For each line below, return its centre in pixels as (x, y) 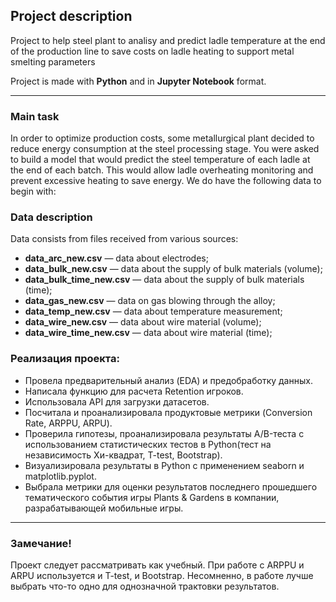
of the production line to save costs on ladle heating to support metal (152, 51)
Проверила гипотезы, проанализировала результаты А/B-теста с (164, 433)
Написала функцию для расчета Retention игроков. (134, 391)
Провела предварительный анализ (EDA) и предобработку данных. (168, 380)
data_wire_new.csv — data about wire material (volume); (143, 322)
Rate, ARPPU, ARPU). (68, 423)
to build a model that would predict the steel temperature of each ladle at (160, 160)
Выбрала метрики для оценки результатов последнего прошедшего (171, 486)
